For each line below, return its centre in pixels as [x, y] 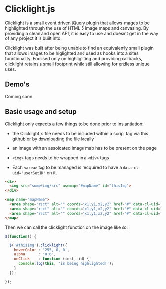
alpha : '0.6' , [35, 254]
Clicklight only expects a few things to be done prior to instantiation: [74, 124]
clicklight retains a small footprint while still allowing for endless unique [77, 64]
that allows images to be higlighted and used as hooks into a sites [72, 53]
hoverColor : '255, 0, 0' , [42, 250]
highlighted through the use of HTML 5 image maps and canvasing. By [77, 28]
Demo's [17, 85]
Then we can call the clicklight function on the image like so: [67, 227]
